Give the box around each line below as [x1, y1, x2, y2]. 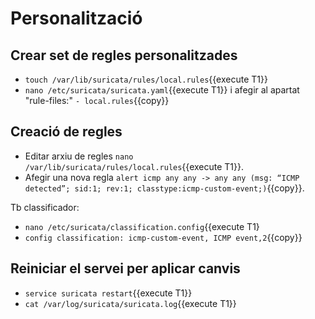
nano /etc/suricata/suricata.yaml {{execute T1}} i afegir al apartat [24, 84, 300, 96]
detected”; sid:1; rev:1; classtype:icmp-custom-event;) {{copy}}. [24, 182, 305, 194]
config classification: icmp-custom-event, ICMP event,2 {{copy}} [24, 231, 303, 243]
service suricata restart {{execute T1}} [24, 287, 193, 299]
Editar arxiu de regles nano [24, 150, 134, 162]
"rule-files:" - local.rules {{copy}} [24, 95, 170, 106]
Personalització [10, 7, 143, 30]
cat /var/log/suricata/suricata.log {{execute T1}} [24, 297, 237, 309]
